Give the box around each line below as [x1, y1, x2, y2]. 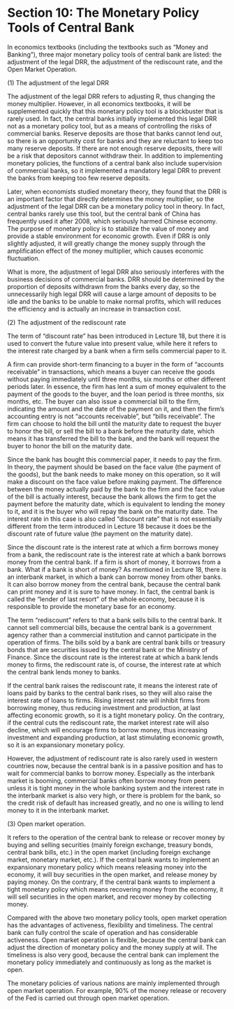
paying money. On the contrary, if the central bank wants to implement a [7, 878, 215, 886]
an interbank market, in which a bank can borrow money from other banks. [7, 573, 223, 581]
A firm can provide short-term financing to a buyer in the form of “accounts [7, 360, 224, 368]
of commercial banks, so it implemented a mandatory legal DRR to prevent [7, 166, 221, 175]
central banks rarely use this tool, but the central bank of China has [7, 209, 201, 218]
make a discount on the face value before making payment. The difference [7, 477, 222, 486]
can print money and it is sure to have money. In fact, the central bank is [7, 587, 215, 596]
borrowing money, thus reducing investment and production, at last [7, 703, 201, 712]
